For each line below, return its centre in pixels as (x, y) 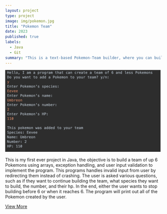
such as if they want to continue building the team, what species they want (82, 181)
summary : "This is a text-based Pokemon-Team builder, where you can (79, 58)
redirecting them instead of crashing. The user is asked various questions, (81, 176)
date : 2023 (16, 32)
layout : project (22, 10)
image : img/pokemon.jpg (30, 21)
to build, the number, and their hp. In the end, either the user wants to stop (81, 186)
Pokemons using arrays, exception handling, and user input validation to (79, 165)
